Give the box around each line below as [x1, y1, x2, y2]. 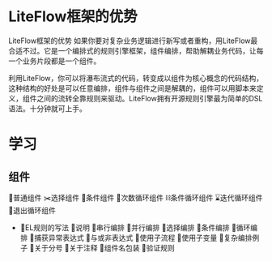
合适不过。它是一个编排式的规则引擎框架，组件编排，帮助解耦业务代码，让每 [8, 45, 264, 55]
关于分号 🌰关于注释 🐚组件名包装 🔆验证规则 [33, 242, 176, 252]
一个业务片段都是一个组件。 [8, 56, 101, 66]
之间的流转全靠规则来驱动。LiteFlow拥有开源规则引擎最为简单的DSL [36, 93, 263, 103]
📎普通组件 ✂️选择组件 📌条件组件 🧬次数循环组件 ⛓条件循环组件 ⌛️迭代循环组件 [8, 192, 263, 203]
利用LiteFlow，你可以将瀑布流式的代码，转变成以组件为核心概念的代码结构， [8, 73, 264, 83]
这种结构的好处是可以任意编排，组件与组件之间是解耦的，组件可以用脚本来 [8, 83, 257, 93]
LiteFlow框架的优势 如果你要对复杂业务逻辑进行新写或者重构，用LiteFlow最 [8, 36, 258, 45]
